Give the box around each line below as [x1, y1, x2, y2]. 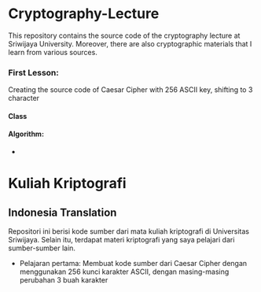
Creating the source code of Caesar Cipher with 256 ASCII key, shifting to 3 [8, 85, 253, 94]
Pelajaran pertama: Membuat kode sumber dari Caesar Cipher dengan [19, 259, 248, 268]
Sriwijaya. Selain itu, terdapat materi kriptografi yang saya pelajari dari [8, 235, 235, 245]
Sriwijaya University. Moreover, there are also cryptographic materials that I [8, 39, 252, 48]
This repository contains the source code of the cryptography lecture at [8, 31, 241, 40]
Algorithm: [8, 129, 45, 139]
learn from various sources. [8, 47, 98, 57]
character [8, 94, 40, 103]
